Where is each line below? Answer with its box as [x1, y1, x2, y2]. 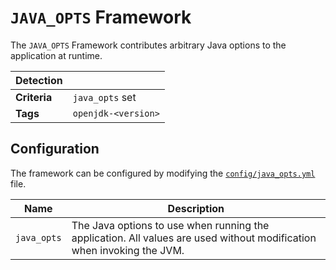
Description [167, 201, 225, 215]
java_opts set [72, 90, 137, 104]
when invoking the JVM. [71, 243, 185, 257]
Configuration [10, 141, 100, 158]
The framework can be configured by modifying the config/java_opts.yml [10, 167, 316, 179]
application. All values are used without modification [71, 231, 317, 245]
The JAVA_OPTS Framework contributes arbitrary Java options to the [10, 39, 287, 51]
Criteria [15, 90, 53, 104]
